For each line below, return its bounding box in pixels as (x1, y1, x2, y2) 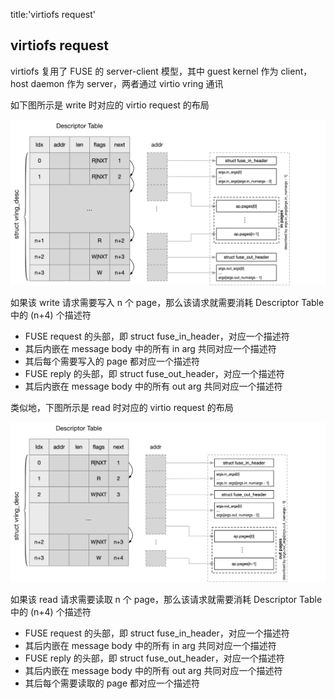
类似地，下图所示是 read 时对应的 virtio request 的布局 (10, 401, 234, 413)
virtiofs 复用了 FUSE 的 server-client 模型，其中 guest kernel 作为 (10, 65, 279, 77)
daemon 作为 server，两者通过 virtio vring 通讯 (30, 77, 224, 89)
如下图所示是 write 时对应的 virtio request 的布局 (10, 99, 210, 111)
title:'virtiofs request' (10, 9, 97, 20)
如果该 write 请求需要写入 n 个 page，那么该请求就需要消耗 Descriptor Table (10, 296, 325, 308)
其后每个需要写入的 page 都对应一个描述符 (24, 355, 200, 367)
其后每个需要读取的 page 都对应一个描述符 (24, 677, 200, 689)
